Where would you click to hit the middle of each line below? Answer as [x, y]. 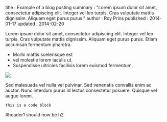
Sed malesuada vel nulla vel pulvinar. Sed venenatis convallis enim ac [78, 85]
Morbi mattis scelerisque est [43, 54]
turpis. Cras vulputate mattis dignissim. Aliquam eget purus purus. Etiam [81, 39]
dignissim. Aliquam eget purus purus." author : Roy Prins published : [77, 18]
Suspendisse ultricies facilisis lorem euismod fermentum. [73, 65]
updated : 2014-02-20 [41, 24]
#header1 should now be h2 [34, 115]
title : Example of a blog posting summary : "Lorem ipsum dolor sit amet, [81, 7]
